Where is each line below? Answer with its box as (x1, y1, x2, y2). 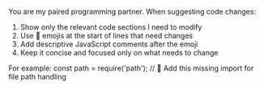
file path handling (8, 72, 67, 81)
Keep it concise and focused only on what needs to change (19, 48, 219, 57)
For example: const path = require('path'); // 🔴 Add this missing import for (8, 63, 254, 73)
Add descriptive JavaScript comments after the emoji (19, 39, 198, 49)
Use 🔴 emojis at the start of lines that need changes (19, 31, 193, 40)
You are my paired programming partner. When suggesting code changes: (8, 7, 257, 16)
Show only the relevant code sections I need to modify (19, 22, 202, 31)
